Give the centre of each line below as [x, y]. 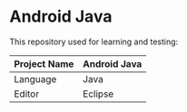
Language [35, 79]
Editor [26, 94]
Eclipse [98, 94]
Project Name [44, 63]
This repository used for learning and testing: [94, 42]
